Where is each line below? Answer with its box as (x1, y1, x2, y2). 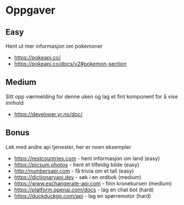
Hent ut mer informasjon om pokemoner (5, 42, 103, 49)
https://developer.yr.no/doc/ (14, 110, 83, 118)
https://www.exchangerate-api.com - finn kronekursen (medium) (14, 180, 172, 187)
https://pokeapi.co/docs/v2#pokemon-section (14, 60, 127, 67)
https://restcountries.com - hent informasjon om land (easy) (14, 154, 160, 162)
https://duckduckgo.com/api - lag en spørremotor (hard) (14, 192, 152, 199)
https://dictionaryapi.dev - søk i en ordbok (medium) (14, 173, 142, 180)
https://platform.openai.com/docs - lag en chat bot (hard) (14, 186, 154, 193)
